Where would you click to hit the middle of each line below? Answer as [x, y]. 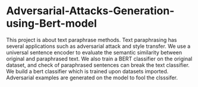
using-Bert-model [51, 23]
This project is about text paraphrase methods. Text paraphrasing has [92, 40]
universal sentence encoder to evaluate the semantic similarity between [94, 52]
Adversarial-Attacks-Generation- [90, 11]
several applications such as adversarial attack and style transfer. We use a [98, 46]
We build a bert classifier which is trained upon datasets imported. [87, 71]
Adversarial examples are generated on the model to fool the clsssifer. [92, 78]
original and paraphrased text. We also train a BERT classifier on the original [99, 59]
